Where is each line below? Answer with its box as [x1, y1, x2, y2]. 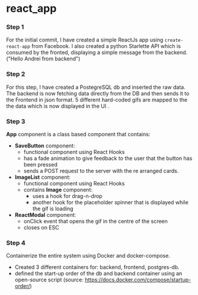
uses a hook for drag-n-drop [32, 193, 103, 200]
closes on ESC [23, 224, 59, 231]
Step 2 [6, 70, 25, 78]
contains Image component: [23, 186, 93, 194]
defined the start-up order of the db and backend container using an [14, 270, 183, 277]
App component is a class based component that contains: [6, 131, 151, 138]
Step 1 [6, 23, 24, 31]
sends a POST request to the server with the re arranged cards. [23, 168, 179, 175]
